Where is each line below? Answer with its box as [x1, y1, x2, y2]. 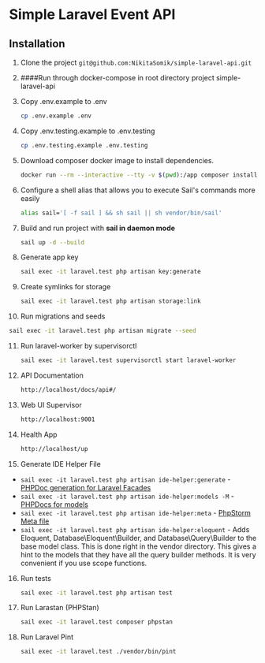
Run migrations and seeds [20, 311, 106, 321]
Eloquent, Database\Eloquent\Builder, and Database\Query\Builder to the [20, 533, 257, 542]
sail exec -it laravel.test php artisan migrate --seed [9, 327, 196, 335]
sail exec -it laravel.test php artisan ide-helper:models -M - [20, 491, 235, 501]
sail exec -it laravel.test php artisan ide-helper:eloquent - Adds [20, 524, 250, 534]
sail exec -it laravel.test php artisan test [20, 589, 173, 597]
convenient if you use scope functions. [20, 558, 147, 568]
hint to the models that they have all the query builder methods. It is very [20, 549, 256, 559]
